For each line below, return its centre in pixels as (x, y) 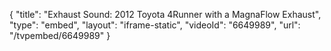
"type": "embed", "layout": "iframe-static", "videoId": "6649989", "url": (155, 25)
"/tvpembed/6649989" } (60, 35)
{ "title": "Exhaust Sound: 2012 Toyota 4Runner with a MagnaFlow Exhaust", (165, 14)
